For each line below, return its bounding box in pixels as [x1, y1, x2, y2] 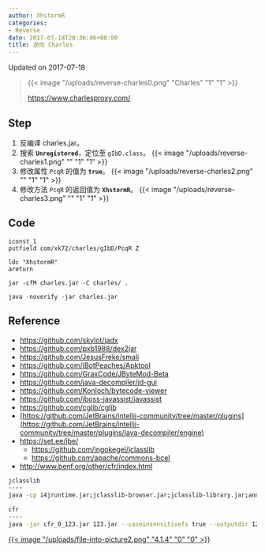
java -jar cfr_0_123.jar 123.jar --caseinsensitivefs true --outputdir [8, 520, 248, 528]
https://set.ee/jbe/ [19, 436, 79, 445]
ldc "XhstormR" [8, 258, 58, 266]
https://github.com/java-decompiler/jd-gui [19, 377, 158, 387]
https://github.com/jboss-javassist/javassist [19, 394, 162, 403]
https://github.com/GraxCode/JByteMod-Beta [19, 369, 170, 378]
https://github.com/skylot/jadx [19, 335, 118, 345]
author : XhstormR [8, 11, 65, 20]
